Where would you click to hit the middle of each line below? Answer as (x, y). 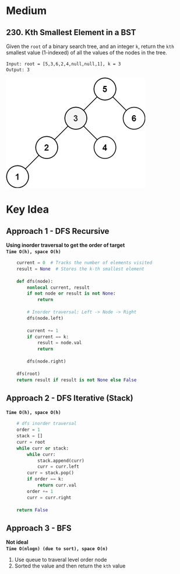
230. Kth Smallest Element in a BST (71, 32)
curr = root (31, 442)
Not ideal (17, 542)
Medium (26, 11)
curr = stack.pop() (51, 473)
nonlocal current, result (59, 288)
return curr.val (57, 485)
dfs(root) (29, 374)
